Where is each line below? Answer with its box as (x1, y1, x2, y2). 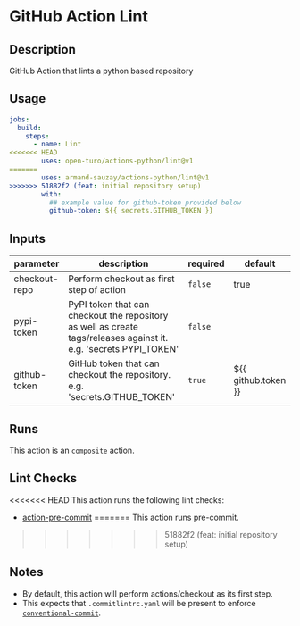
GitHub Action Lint (9, 6, 149, 27)
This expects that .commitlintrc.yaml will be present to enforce (21, 597, 256, 608)
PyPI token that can (68, 298, 150, 311)
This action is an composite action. (9, 445, 136, 455)
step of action (68, 284, 127, 296)
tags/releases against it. (68, 332, 169, 345)
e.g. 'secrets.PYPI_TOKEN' (68, 343, 179, 355)
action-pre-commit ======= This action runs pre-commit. (21, 512, 239, 522)
